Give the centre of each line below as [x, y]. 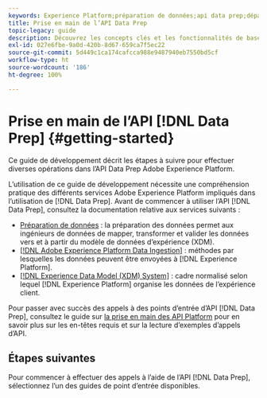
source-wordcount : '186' [49, 68]
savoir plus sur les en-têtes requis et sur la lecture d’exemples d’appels [124, 325]
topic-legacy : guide [43, 30]
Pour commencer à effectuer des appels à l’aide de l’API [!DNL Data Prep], [129, 377]
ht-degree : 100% [35, 75]
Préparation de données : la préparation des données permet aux [127, 224]
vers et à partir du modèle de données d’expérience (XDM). [117, 242]
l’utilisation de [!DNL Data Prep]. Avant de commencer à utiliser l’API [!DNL [129, 201]
